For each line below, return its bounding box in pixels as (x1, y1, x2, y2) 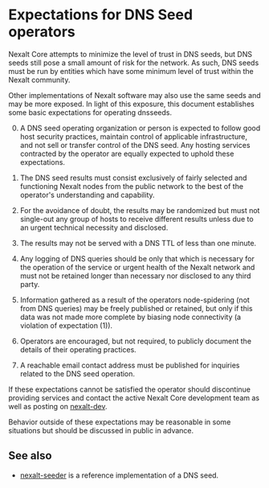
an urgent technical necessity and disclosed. (19, 223, 169, 232)
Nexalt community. (8, 75, 71, 84)
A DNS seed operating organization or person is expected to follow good (19, 123, 261, 133)
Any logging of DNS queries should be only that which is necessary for (19, 253, 255, 263)
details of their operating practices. (19, 344, 137, 355)
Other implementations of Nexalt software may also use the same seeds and (8, 90, 261, 100)
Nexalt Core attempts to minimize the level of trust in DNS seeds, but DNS (8, 49, 253, 59)
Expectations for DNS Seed (8, 6, 194, 24)
